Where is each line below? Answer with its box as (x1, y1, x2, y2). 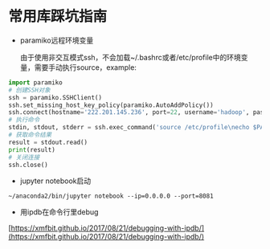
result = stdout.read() (8, 138, 88, 146)
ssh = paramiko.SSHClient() (8, 93, 103, 101)
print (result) (8, 145, 56, 153)
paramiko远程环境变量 (19, 35, 94, 45)
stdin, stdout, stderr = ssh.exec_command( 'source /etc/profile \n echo (8, 124, 250, 132)
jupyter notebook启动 (19, 176, 91, 186)
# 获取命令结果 (8, 131, 52, 139)
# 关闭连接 (8, 153, 40, 161)
